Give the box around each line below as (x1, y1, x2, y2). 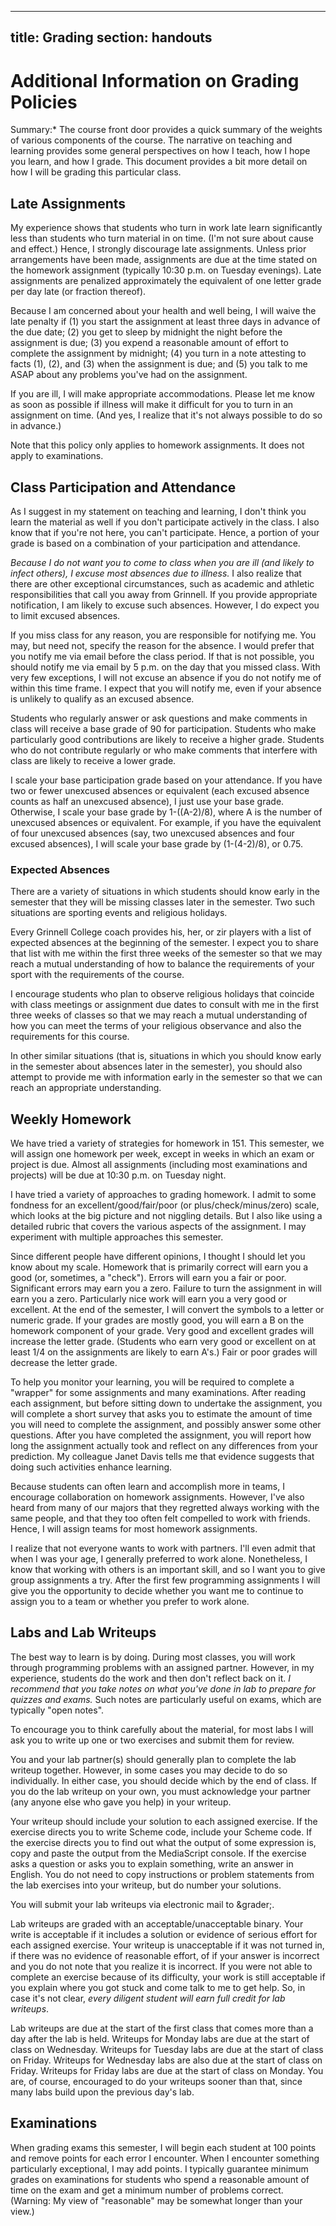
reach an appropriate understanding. (10, 1082, 162, 1094)
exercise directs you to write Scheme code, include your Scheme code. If (10, 1826, 313, 1838)
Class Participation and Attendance (10, 479, 237, 496)
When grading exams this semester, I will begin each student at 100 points (10, 2141, 317, 2153)
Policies (10, 91, 78, 113)
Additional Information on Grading (10, 69, 300, 92)
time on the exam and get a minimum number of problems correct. (10, 2184, 284, 2196)
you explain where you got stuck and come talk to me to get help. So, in (10, 1981, 306, 1993)
